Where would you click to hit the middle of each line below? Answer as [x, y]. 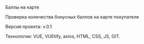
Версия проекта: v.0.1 [29, 26]
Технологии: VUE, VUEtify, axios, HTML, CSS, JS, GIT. [63, 36]
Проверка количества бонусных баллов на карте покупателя [72, 17]
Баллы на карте [22, 7]
